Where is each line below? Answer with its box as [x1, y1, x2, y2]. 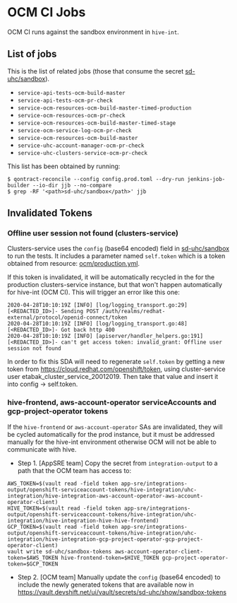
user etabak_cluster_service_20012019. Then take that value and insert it [7, 373, 219, 381]
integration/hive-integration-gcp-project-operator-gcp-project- [7, 535, 203, 543]
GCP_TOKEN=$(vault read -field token [7, 523, 119, 530]
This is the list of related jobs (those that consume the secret [7, 66, 184, 75]
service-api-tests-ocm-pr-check [17, 97, 113, 104]
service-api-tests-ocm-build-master [17, 89, 126, 96]
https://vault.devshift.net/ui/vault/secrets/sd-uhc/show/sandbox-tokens [17, 587, 227, 596]
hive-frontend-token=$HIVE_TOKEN [61, 554, 159, 561]
